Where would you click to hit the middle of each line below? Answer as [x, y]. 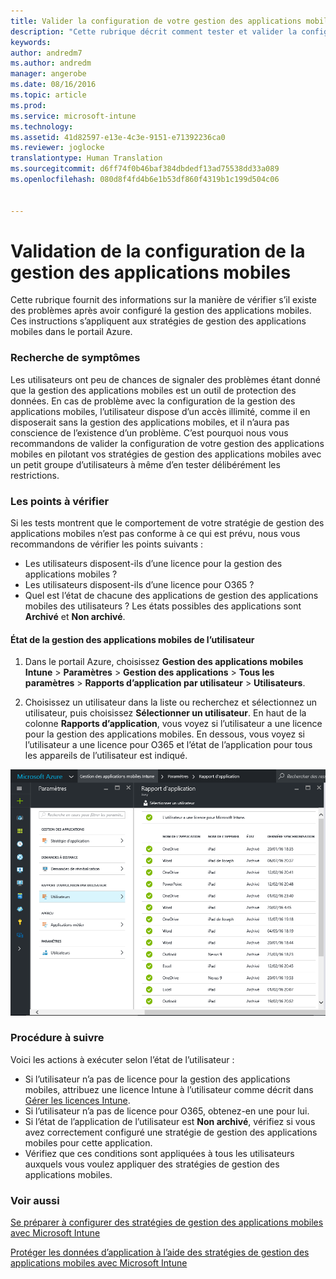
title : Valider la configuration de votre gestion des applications [156, 21]
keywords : [31, 42]
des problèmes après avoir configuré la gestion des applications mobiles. [161, 311]
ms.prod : [28, 105]
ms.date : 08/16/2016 [53, 85]
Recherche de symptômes [75, 358]
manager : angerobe [48, 74]
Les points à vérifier [60, 501]
